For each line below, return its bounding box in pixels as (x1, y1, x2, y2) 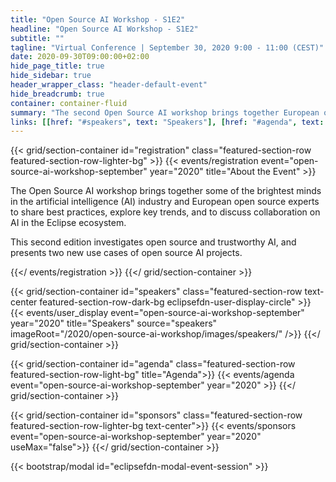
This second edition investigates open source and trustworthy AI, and (10, 236, 297, 248)
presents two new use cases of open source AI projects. (10, 247, 243, 259)
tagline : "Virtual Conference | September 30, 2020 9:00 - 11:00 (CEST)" (10, 42, 325, 53)
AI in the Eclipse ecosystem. (10, 217, 127, 229)
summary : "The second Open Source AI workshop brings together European (10, 107, 320, 118)
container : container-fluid (10, 98, 128, 108)
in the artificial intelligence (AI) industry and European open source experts (10, 196, 320, 208)
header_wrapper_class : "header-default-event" (10, 80, 208, 90)
